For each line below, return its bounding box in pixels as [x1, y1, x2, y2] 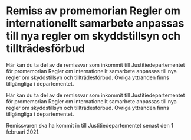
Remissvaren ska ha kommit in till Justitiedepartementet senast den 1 [6, 122, 174, 129]
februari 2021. [6, 128, 40, 135]
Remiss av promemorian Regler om [6, 4, 181, 18]
